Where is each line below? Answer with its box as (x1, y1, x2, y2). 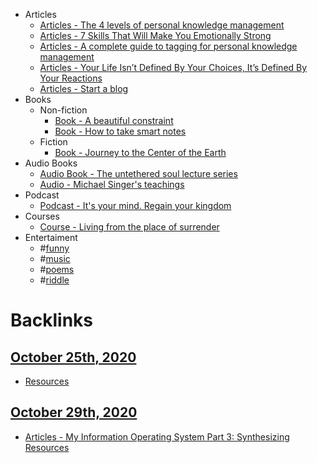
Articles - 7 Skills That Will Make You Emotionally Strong (39, 30, 272, 41)
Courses (24, 210, 60, 222)
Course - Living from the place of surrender (39, 221, 220, 233)
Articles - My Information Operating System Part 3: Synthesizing (24, 430, 290, 443)
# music (39, 253, 71, 264)
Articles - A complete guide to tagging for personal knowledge (39, 40, 298, 52)
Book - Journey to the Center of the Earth (54, 147, 227, 158)
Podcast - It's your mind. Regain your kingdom (39, 200, 232, 211)
